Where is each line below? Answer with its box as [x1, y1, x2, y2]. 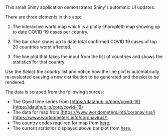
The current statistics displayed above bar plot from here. [12, 125, 132, 131]
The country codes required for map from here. [12, 120, 111, 125]
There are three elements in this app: [5, 14, 82, 19]
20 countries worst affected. [12, 44, 72, 49]
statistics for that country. [12, 59, 66, 64]
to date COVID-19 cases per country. [12, 29, 89, 34]
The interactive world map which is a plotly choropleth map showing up [12, 23, 160, 29]
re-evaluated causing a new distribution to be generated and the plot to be [5, 74, 159, 79]
